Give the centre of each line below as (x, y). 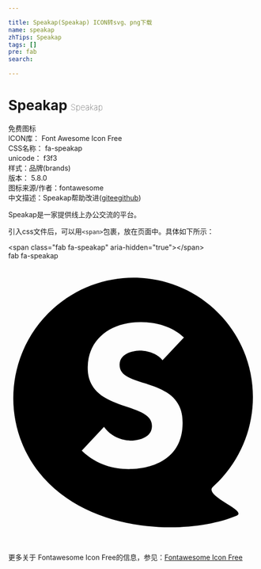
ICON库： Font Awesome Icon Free (65, 138)
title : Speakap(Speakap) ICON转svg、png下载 (80, 22)
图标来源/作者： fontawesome (56, 188)
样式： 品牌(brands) (40, 168)
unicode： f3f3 (33, 158)
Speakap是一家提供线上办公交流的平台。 (74, 214)
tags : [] (23, 44)
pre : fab (23, 52)
